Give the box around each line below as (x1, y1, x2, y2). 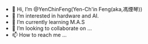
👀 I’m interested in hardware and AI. (11, 12, 99, 19)
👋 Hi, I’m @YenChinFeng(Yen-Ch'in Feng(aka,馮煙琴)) (11, 6, 143, 12)
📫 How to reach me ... (11, 32, 67, 38)
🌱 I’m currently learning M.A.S (11, 19, 85, 25)
